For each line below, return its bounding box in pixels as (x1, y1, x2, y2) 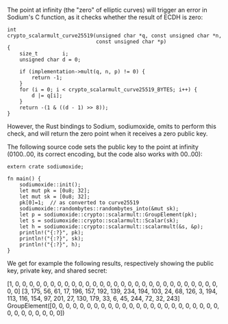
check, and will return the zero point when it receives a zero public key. (7, 129, 208, 138)
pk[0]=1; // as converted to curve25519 (19, 199, 139, 206)
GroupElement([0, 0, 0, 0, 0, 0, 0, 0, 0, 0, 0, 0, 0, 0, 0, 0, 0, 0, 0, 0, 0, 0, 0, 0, (7, 301, 219, 310)
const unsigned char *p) (95, 38, 167, 45)
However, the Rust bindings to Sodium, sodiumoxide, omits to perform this (7, 123, 217, 130)
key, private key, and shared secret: (7, 266, 107, 275)
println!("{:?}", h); (19, 241, 81, 248)
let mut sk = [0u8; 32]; (19, 193, 90, 200)
